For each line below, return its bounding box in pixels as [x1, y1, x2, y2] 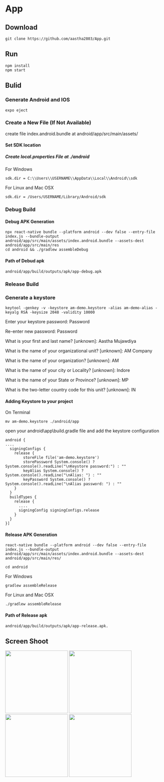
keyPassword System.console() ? [23, 477, 91, 482]
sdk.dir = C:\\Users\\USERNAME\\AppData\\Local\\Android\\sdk [5, 176, 137, 181]
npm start [5, 67, 26, 73]
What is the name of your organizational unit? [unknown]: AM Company [5, 347, 152, 354]
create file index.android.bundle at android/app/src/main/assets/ [5, 131, 138, 137]
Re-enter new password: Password [5, 328, 77, 334]
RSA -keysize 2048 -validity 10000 [20, 310, 95, 315]
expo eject [5, 107, 28, 113]
